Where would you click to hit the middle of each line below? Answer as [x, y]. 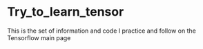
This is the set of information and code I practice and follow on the [102, 31]
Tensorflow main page [39, 37]
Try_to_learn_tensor [66, 12]
